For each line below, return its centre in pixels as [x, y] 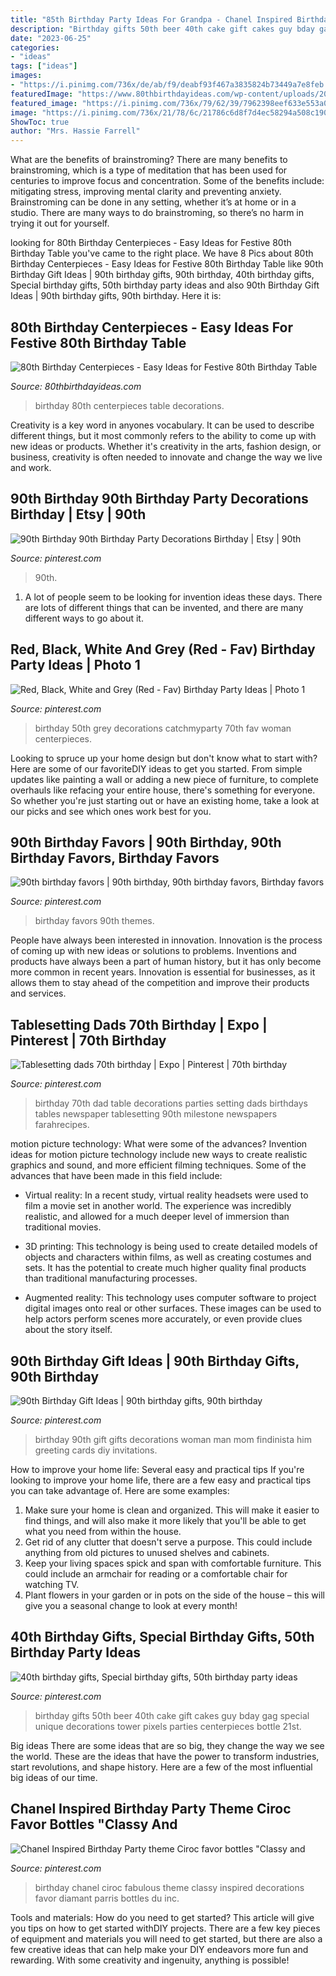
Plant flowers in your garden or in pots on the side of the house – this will [174, 1595]
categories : [35, 47]
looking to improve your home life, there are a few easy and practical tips [161, 1480]
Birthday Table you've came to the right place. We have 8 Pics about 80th [162, 253]
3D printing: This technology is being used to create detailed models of [171, 1247]
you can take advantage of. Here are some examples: [120, 1490]
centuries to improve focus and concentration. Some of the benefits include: [167, 181]
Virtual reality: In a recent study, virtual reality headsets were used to [166, 1195]
